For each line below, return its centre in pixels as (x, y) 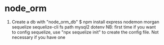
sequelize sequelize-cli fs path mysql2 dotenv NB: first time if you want (84, 27)
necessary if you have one (39, 37)
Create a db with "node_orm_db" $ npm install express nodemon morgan (85, 22)
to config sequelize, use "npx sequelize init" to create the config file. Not (85, 32)
